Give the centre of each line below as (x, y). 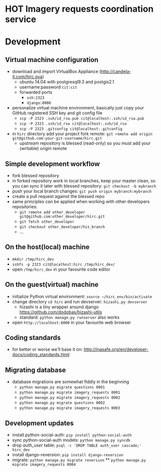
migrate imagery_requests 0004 (44, 465)
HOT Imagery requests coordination (79, 9)
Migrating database (35, 370)
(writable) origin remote (43, 149)
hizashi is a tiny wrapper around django (59, 307)
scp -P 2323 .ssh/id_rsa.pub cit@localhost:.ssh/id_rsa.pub (82, 119)
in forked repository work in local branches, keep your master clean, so (84, 181)
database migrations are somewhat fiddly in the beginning (70, 382)
